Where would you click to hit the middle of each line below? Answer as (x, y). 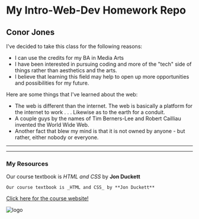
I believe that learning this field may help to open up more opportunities (102, 77)
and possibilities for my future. (52, 83)
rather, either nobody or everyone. (57, 137)
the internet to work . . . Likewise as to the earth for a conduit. (90, 112)
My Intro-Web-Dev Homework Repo (96, 10)
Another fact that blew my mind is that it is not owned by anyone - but (100, 131)
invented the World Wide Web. (52, 125)
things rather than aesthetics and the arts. (66, 70)
